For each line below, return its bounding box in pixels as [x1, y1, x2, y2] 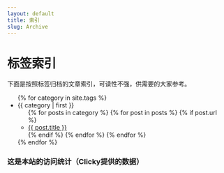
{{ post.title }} [27, 123, 68, 132]
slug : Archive [7, 23, 49, 30]
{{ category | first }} [17, 101, 75, 110]
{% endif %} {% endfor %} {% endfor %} [27, 130, 147, 140]
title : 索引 [7, 17, 40, 24]
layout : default [7, 10, 54, 17]
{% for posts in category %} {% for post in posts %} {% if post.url [27, 109, 218, 117]
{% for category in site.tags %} [17, 93, 107, 102]
